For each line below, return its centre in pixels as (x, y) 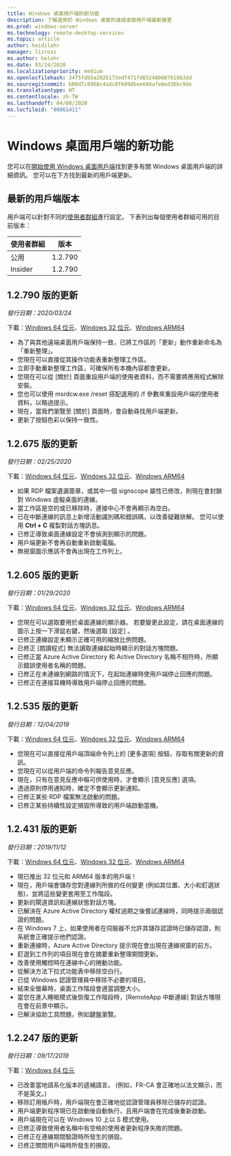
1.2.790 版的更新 (43, 295)
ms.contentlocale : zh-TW (43, 97)
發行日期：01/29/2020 (39, 593)
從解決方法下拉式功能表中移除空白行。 (71, 971)
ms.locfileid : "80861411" (44, 110)
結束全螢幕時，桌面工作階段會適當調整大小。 (80, 988)
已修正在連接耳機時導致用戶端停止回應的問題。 (83, 682)
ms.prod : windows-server (43, 26)
